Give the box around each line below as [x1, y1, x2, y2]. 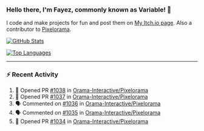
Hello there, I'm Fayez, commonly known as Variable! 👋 [6, 5, 172, 14]
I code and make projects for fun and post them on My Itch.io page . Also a [6, 19, 192, 27]
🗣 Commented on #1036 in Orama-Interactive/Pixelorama [15, 99, 161, 107]
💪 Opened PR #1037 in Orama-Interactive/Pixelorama [15, 93, 148, 100]
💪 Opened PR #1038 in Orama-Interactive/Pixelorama [15, 86, 149, 93]
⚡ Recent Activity [6, 70, 59, 79]
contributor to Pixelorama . [6, 25, 72, 33]
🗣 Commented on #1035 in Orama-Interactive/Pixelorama [15, 109, 161, 116]
